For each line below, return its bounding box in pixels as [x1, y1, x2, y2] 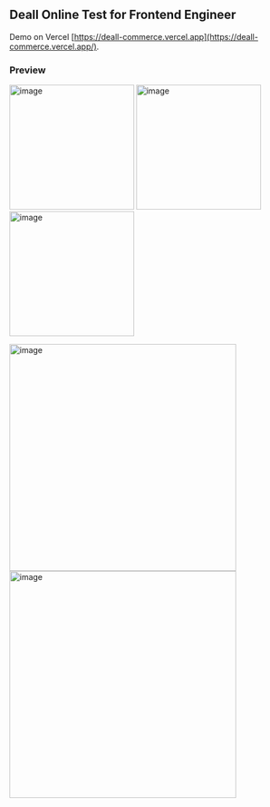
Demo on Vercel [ [9, 31, 75, 42]
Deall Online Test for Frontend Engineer [9, 7, 236, 23]
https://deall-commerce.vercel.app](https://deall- [73, 31, 258, 42]
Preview [9, 64, 46, 76]
